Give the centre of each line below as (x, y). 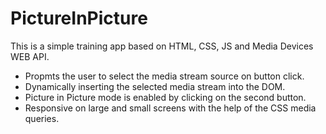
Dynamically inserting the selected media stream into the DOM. (155, 86)
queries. (42, 118)
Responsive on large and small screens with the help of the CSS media (170, 108)
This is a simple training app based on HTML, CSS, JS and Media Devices (162, 46)
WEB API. (30, 56)
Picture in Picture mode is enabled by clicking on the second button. (165, 97)
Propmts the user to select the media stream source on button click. (164, 76)
